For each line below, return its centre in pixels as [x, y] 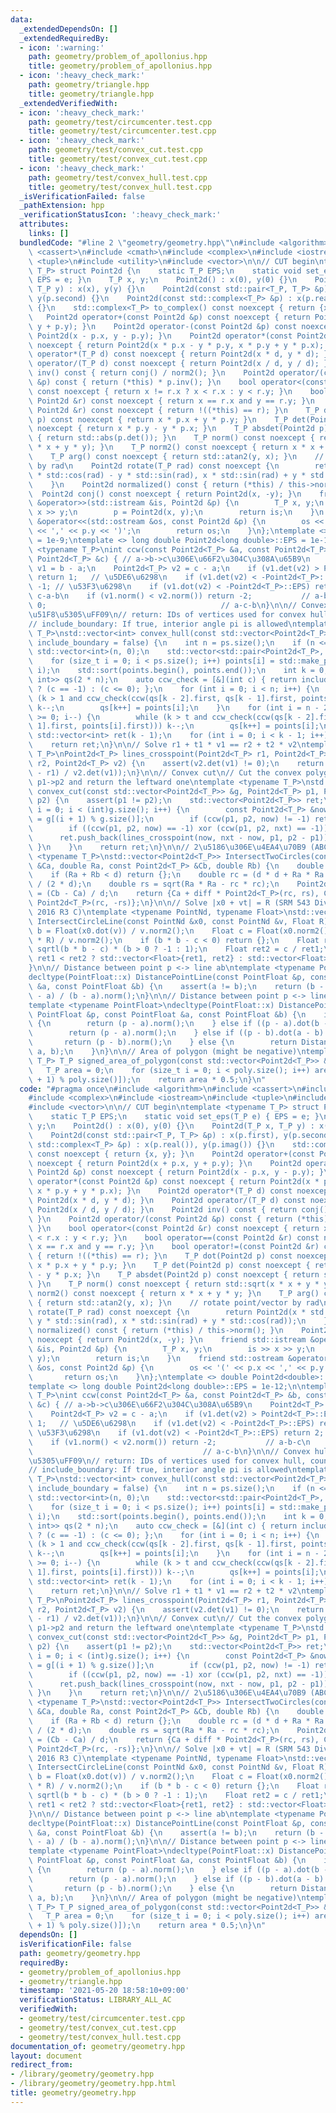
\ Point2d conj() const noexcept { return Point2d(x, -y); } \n [165, 494]
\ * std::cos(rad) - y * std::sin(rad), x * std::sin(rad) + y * [167, 475]
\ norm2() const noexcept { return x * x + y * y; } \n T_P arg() [174, 1293]
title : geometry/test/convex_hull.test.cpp [120, 187]
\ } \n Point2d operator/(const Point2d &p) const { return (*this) [178, 1219]
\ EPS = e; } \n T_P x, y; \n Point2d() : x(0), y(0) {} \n [163, 280]
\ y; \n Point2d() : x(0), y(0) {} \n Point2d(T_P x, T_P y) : [171, 1126]
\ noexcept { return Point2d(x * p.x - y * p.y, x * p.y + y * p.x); [176, 345]
